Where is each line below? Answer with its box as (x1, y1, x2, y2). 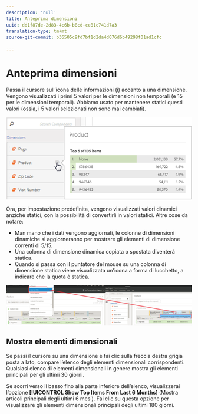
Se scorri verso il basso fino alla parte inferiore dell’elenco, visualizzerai (6, 382, 180, 389)
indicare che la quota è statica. (14, 273, 90, 280)
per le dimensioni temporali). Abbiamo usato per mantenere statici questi (6, 98, 183, 106)
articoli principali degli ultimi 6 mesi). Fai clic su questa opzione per (6, 395, 170, 402)
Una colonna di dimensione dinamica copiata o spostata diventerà (14, 248, 176, 255)
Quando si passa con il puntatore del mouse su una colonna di (14, 261, 166, 268)
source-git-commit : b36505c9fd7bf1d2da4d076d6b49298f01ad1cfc (6, 34, 162, 41)
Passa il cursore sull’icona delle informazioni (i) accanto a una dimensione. (6, 86, 187, 93)
